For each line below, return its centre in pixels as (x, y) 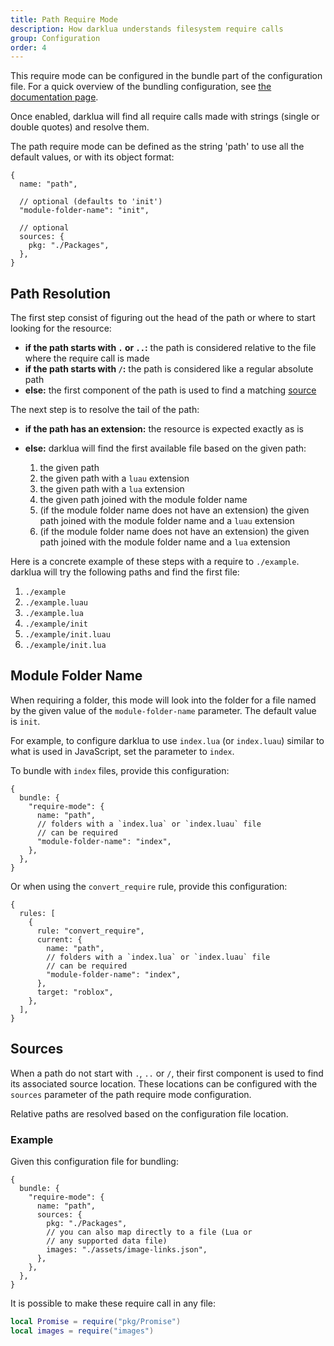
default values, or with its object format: (92, 157)
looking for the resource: (61, 328)
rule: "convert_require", (90, 931)
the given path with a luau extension (114, 478)
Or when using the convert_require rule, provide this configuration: (149, 886)
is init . (25, 721)
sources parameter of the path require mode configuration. (131, 1094)
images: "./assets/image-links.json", (127, 1249)
